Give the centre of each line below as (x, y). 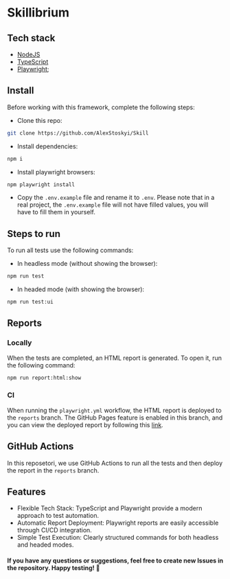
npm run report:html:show (44, 378)
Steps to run (34, 234)
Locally (20, 343)
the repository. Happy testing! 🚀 (54, 568)
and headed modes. (45, 545)
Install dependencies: (47, 146)
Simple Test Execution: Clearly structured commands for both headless (118, 538)
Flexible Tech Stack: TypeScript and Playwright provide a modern (110, 508)
